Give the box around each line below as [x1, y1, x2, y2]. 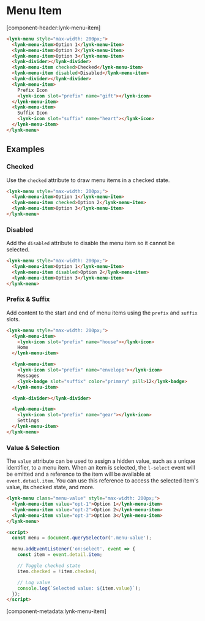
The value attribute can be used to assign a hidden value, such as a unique [6, 457, 196, 465]
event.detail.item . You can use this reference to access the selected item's [6, 477, 199, 484]
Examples [6, 144, 45, 154]
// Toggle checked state [17, 563, 81, 569]
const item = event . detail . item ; [17, 552, 103, 558]
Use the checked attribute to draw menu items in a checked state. [6, 176, 170, 184]
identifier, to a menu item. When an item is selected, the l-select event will [6, 464, 196, 471]
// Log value [17, 579, 51, 585]
